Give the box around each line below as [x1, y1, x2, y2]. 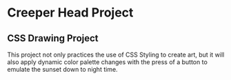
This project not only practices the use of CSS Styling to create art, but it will [7, 50, 225, 59]
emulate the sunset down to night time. [7, 66, 119, 73]
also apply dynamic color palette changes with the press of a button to [7, 58, 208, 66]
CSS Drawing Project [7, 32, 99, 44]
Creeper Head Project [7, 5, 134, 21]
